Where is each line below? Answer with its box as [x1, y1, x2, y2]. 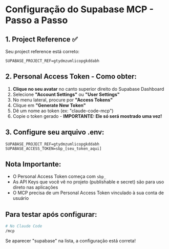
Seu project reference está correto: [5, 49, 80, 54]
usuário [12, 195, 29, 201]
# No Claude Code [5, 224, 43, 229]
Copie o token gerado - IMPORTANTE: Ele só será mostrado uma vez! [12, 113, 162, 119]
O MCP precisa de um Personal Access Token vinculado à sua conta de [12, 190, 164, 196]
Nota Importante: [5, 160, 61, 169]
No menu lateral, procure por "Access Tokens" [12, 96, 113, 103]
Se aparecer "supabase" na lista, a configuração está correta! [5, 238, 136, 244]
